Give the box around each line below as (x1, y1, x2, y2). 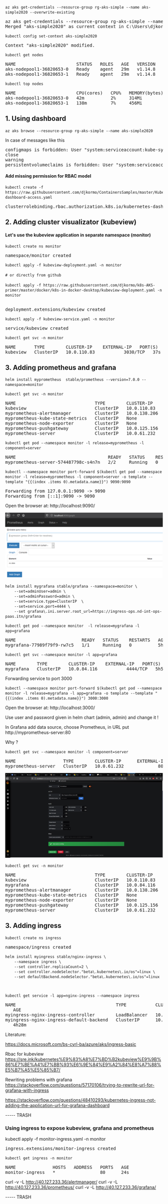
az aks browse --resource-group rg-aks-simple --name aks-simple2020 (5, 128, 153, 133)
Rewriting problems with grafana (5, 1077, 72, 1083)
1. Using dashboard (5, 114, 66, 123)
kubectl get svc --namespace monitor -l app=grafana (5, 652, 117, 657)
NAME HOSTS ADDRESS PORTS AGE (5, 1164, 129, 1170)
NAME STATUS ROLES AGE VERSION (5, 61, 156, 67)
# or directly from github (5, 273, 61, 278)
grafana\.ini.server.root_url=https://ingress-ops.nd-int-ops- (27, 609, 162, 614)
